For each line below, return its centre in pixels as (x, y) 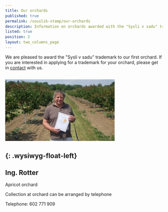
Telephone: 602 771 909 (30, 204)
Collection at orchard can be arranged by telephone (58, 194)
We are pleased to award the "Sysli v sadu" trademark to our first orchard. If (83, 57)
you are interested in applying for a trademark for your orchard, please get (82, 62)
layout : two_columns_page (32, 42)
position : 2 (17, 37)
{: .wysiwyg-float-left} (41, 156)
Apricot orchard (21, 184)
